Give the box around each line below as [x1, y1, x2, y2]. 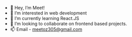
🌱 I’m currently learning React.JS [10, 15, 80, 21]
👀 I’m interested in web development [10, 10, 87, 16]
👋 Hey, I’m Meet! [10, 5, 45, 10]
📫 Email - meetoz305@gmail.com [10, 26, 83, 32]
